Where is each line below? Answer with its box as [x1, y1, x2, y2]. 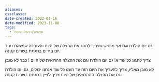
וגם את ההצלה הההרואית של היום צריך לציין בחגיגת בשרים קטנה [5, 72, 122, 77]
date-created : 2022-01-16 [5, 16, 57, 21]
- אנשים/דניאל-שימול [9, 29, 43, 34]
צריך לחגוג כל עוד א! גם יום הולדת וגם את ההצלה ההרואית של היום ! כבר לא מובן [5, 57, 151, 63]
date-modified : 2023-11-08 [5, 20, 59, 26]
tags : [5, 25, 16, 30]
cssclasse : [5, 12, 27, 16]
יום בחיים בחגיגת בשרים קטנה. [5, 48, 61, 54]
